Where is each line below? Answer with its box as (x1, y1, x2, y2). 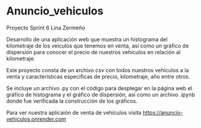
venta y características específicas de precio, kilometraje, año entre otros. (6, 73, 191, 80)
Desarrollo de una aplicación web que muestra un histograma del (6, 35, 168, 43)
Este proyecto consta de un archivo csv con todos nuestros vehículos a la (6, 66, 189, 73)
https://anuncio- (142, 109, 184, 116)
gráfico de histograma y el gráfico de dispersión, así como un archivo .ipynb (6, 91, 196, 98)
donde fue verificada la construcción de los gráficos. (6, 97, 138, 105)
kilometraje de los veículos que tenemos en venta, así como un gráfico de (6, 42, 190, 49)
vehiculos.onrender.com (6, 115, 66, 123)
